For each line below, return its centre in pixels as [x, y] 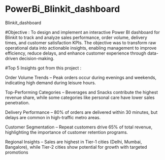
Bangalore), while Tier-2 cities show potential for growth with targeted [76, 147]
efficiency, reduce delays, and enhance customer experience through [76, 53]
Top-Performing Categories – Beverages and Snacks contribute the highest [82, 92]
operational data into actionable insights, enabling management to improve [81, 48]
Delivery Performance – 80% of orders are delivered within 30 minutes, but [81, 112]
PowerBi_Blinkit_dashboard [63, 9]
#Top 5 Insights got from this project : [43, 68]
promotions [17, 152]
